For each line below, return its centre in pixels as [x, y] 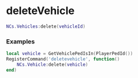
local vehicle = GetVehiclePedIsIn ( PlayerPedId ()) [70, 54]
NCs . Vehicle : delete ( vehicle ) [52, 65]
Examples [21, 41]
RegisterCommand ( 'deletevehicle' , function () [63, 59]
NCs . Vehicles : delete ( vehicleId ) [46, 26]
